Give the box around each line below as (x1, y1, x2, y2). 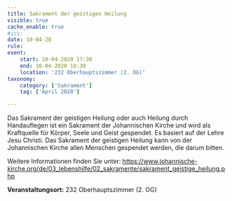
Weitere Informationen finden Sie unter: (7, 157, 121, 165)
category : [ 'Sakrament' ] (20, 82, 93, 89)
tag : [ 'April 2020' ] (20, 88, 80, 95)
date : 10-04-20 (7, 36, 52, 43)
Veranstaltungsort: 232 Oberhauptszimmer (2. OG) (7, 186, 158, 194)
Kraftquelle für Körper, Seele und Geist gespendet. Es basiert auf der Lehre (7, 129, 224, 137)
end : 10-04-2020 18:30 (20, 62, 86, 69)
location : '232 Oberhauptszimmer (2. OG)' (20, 69, 146, 76)
